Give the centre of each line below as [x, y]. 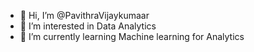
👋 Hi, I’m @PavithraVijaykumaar [84, 15]
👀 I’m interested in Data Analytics [88, 26]
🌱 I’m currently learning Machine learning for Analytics [132, 36]
